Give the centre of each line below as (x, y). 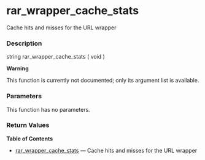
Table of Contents (30, 139)
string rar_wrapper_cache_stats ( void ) (56, 57)
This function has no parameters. (48, 109)
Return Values (28, 125)
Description (24, 43)
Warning (17, 68)
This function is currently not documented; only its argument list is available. (103, 81)
